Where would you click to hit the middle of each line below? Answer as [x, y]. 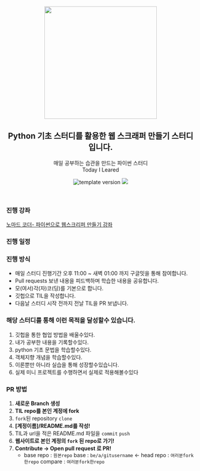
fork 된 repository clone [44, 418]
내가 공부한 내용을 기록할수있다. [51, 342]
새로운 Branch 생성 [37, 403]
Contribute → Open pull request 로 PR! [63, 448]
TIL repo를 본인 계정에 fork [47, 410]
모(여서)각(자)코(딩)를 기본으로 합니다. [59, 289]
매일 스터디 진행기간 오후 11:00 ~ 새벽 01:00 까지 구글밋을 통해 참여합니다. [101, 274]
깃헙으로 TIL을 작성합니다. [45, 296]
